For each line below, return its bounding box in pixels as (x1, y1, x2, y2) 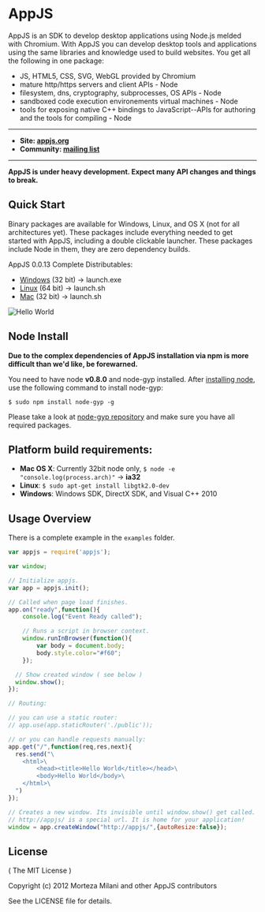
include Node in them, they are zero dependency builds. (8, 244, 191, 253)
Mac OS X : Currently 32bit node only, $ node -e (19, 464, 176, 473)
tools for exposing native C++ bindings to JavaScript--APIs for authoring (19, 104, 256, 114)
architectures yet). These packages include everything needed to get (8, 227, 233, 237)
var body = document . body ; (36, 642, 125, 650)
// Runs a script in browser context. (22, 627, 150, 635)
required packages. (8, 420, 72, 430)
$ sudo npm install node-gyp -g (8, 398, 114, 406)
